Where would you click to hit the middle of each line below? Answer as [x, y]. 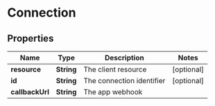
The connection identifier [124, 81]
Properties [31, 38]
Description [124, 58]
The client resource [115, 69]
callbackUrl [30, 92]
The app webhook [113, 92]
